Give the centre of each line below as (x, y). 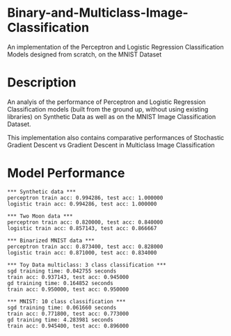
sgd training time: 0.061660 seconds (62, 307)
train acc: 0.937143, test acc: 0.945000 (68, 277)
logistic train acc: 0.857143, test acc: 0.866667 (82, 228)
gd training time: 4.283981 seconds (60, 320)
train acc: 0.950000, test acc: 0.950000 (68, 289)
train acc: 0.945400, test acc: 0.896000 (68, 326)
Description (42, 83)
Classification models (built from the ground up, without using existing (108, 109)
